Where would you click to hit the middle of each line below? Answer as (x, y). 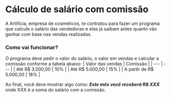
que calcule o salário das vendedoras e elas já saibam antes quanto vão (81, 28)
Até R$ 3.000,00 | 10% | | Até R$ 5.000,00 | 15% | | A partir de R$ (85, 69)
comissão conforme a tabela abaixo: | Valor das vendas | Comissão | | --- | (84, 64)
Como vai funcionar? (32, 47)
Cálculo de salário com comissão (77, 9)
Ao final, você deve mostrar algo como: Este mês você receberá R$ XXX (82, 84)
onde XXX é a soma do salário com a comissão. (56, 90)
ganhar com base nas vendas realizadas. (49, 34)
